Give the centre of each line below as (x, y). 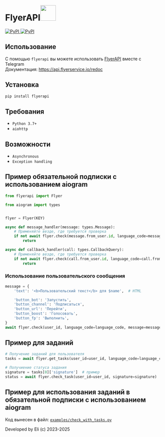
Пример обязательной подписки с (61, 177)
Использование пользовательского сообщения (65, 276)
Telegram (15, 64)
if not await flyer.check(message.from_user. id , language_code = (81, 236)
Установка (22, 85)
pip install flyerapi (27, 96)
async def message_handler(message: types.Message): (60, 227)
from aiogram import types (33, 205)
